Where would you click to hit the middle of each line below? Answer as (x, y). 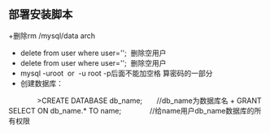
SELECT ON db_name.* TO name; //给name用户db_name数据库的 (131, 110)
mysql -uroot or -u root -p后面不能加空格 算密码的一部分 (116, 73)
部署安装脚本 (41, 15)
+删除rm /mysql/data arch (52, 36)
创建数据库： (41, 83)
